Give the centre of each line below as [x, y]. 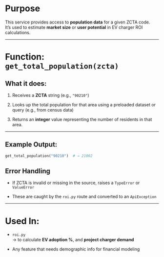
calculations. [18, 32]
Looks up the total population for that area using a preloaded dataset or [84, 105]
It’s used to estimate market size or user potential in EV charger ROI [74, 27]
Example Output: [31, 145]
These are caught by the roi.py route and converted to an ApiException [84, 197]
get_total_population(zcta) [62, 66]
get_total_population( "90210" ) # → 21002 [49, 156]
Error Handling [28, 171]
